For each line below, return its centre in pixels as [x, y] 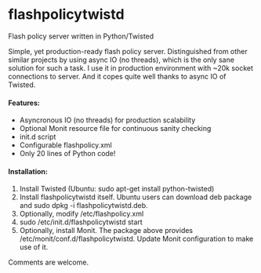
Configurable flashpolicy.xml [65, 145]
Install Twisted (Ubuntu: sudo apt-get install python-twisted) [117, 189]
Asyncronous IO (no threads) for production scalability [107, 120]
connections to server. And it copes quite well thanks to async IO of [117, 76]
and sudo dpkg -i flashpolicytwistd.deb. [83, 206]
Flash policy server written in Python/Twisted [81, 36]
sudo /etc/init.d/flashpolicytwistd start [81, 222]
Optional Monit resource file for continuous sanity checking [115, 129]
